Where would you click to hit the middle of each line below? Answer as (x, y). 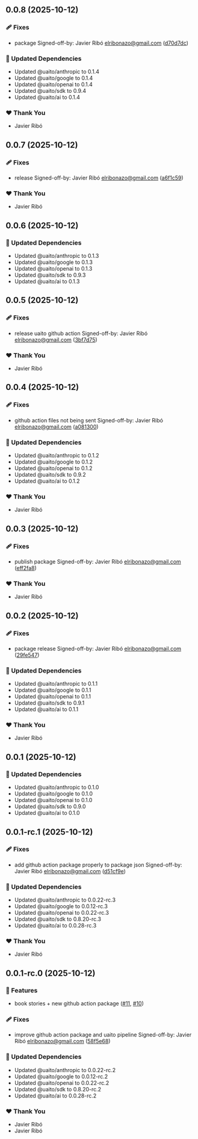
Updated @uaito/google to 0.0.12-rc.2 (61, 1076)
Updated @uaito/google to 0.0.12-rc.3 (61, 906)
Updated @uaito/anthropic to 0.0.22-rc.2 (65, 1070)
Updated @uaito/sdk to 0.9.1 (49, 703)
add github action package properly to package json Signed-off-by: (98, 865)
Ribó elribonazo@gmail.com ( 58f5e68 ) (62, 1041)
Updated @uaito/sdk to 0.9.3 (50, 275)
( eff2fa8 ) (25, 568)
